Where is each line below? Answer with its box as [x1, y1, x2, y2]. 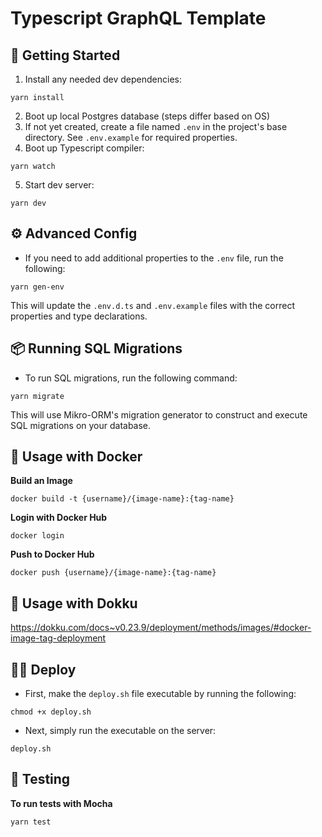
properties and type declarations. [10, 310, 148, 322]
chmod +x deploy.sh [10, 707, 92, 717]
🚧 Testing [10, 771, 71, 788]
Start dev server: [24, 179, 95, 191]
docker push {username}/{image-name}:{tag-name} [10, 568, 217, 578]
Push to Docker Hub [10, 548, 95, 561]
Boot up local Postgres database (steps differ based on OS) [24, 110, 271, 122]
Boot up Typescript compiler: [24, 142, 145, 154]
